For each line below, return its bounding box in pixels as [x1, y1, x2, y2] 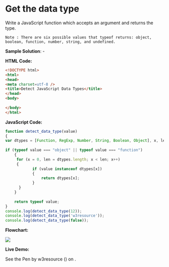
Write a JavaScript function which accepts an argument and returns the [5, 20, 153, 26]
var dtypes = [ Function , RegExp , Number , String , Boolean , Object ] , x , [5, 138, 159, 143]
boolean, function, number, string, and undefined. [5, 39, 116, 44]
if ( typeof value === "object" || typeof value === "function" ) [5, 147, 143, 153]
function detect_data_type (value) [5, 129, 78, 134]
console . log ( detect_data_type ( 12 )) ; [5, 208, 82, 213]
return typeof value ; [14, 199, 59, 204]
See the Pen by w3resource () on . [5, 256, 76, 262]
